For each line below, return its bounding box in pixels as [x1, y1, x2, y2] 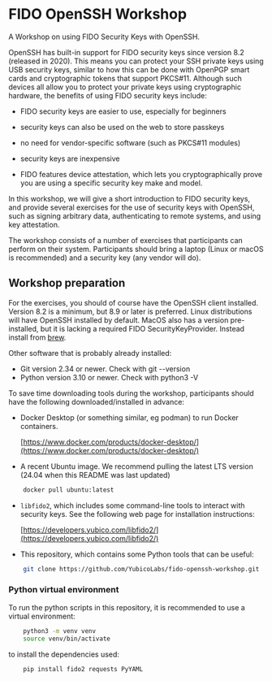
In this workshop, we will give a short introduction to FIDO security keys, [8, 193, 250, 203]
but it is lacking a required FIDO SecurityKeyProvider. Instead [40, 323, 245, 333]
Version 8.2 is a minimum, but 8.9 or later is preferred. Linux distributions [8, 306, 253, 316]
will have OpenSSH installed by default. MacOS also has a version [8, 314, 229, 325]
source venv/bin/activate [23, 635, 111, 643]
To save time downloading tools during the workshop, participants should [8, 388, 254, 398]
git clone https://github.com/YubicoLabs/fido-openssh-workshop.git [23, 565, 260, 573]
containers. [19, 421, 58, 431]
